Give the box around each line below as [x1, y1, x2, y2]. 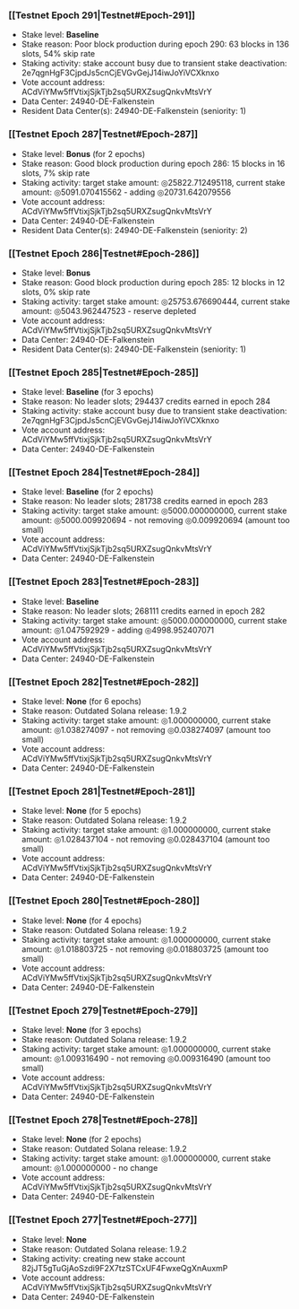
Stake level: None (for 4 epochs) [21, 915, 142, 926]
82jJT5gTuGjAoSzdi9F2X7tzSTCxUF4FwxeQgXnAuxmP [21, 1262, 228, 1273]
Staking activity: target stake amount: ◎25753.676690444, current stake [21, 296, 290, 307]
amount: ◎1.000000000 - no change [21, 1163, 158, 1174]
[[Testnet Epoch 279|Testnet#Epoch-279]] [8, 1004, 199, 1017]
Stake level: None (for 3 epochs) [21, 1024, 142, 1035]
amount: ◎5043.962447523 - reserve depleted [21, 305, 197, 316]
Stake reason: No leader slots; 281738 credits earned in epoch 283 [21, 496, 269, 507]
